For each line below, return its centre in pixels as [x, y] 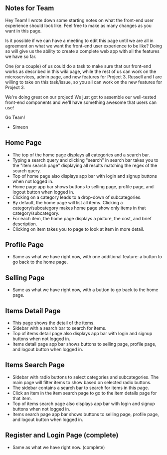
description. [25, 224]
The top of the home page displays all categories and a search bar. [81, 155]
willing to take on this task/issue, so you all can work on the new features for [84, 82]
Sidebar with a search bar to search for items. [59, 328]
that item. [22, 398]
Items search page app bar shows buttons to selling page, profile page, [86, 414]
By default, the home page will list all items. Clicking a [68, 202]
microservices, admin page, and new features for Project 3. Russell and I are [83, 76]
